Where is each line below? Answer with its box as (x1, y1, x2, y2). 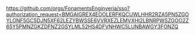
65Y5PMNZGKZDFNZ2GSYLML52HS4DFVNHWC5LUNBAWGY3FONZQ (6, 23, 179, 30)
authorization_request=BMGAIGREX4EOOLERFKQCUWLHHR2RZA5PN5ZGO (6, 11, 189, 18)
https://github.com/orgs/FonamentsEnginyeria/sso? (6, 5, 130, 11)
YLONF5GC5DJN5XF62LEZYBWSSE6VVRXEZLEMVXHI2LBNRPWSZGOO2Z (6, 17, 189, 24)
